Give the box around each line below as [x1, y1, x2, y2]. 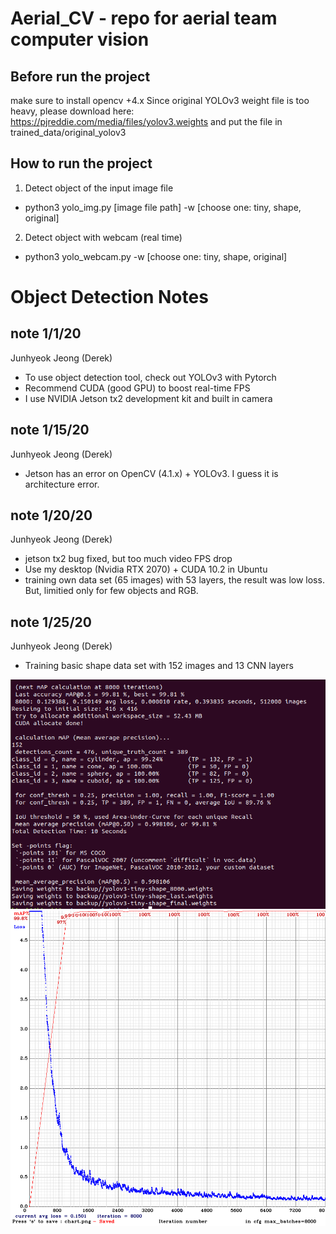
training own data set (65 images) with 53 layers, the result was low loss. [24, 574, 325, 586]
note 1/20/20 [10, 507, 93, 524]
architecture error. [24, 478, 100, 490]
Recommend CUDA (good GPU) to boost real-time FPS [24, 382, 251, 394]
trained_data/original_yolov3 [10, 127, 127, 138]
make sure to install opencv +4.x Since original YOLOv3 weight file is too [10, 95, 310, 106]
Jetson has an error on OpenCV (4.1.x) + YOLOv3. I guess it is [24, 467, 279, 479]
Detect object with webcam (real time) [24, 231, 183, 243]
